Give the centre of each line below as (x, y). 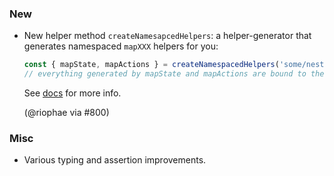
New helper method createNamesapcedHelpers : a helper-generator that (167, 36)
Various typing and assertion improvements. (115, 160)
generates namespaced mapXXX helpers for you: (121, 46)
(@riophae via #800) (66, 113)
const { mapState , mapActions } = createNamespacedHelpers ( (151, 65)
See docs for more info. (72, 93)
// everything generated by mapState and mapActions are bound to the (174, 74)
